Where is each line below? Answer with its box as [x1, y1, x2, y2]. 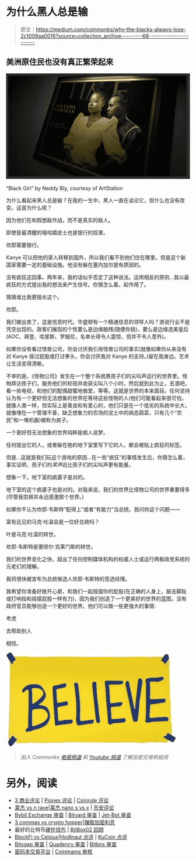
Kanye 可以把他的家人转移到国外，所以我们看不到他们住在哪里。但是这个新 [6, 254, 187, 261]
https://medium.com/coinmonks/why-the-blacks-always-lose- [36, 26, 187, 33]
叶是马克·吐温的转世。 [6, 531, 60, 538]
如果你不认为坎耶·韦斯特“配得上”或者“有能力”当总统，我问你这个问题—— [6, 506, 180, 513]
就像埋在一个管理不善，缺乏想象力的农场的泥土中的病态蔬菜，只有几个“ [6, 409, 177, 416]
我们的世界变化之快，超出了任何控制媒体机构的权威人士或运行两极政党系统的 [6, 556, 190, 563]
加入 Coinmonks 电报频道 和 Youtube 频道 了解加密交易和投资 [20, 754, 169, 761]
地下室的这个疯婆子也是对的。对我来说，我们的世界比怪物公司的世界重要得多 [6, 486, 190, 493]
